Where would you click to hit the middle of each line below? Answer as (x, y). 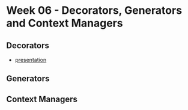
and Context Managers (65, 23)
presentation (31, 60)
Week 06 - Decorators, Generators (94, 11)
